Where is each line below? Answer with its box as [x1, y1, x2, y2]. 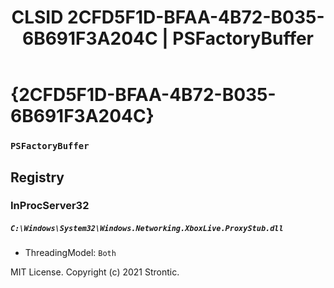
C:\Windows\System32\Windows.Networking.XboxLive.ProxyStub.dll [10, 224, 284, 234]
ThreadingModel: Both [24, 247, 117, 259]
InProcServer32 [10, 199, 90, 213]
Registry [10, 169, 65, 186]
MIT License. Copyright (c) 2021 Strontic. [10, 266, 180, 278]
